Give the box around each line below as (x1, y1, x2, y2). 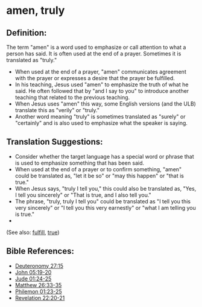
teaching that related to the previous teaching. (14, 94, 130, 101)
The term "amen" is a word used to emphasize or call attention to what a (6, 43, 186, 51)
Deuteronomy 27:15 (14, 262, 63, 269)
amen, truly (6, 4, 65, 17)
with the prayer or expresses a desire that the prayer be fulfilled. (14, 75, 175, 81)
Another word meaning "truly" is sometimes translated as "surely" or (14, 113, 186, 120)
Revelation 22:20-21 (14, 294, 65, 302)
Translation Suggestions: (6, 137, 104, 147)
